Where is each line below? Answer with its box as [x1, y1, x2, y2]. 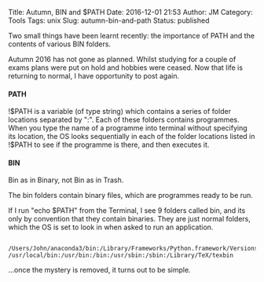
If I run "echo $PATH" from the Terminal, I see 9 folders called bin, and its [8, 206, 246, 215]
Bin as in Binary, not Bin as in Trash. [8, 175, 124, 185]
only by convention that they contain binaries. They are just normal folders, [8, 214, 251, 224]
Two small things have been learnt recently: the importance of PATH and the [8, 31, 255, 40]
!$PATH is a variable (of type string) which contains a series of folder [8, 107, 232, 116]
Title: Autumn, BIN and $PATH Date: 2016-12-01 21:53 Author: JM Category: [8, 8, 253, 16]
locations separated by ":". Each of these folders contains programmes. [8, 115, 240, 125]
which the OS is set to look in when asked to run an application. [8, 222, 214, 232]
